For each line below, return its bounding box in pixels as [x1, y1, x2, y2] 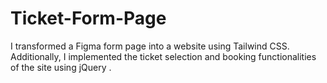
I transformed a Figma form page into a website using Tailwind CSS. [10, 40, 290, 52]
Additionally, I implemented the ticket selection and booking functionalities [10, 50, 317, 62]
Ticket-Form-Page [10, 7, 167, 30]
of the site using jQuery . [10, 61, 112, 73]
